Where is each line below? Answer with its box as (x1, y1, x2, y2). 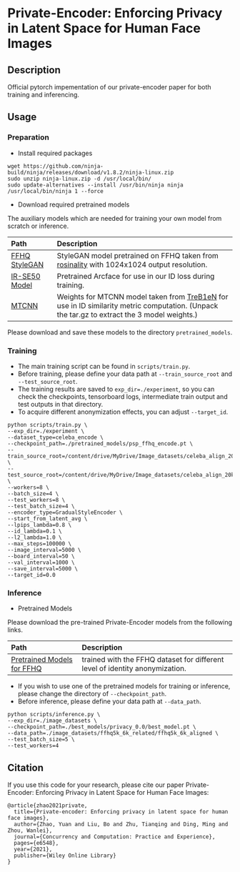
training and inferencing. (7, 91, 80, 99)
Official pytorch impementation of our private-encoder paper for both (7, 83, 212, 91)
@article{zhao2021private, (7, 802, 88, 809)
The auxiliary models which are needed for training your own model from (7, 214, 222, 222)
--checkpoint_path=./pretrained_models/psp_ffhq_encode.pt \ (7, 440, 194, 447)
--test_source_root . (17, 377, 78, 385)
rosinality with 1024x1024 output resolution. (56, 259, 208, 269)
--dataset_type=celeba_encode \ (7, 434, 104, 441)
